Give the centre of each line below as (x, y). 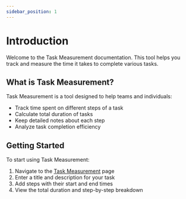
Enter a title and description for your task (65, 178)
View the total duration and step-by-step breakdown (79, 190)
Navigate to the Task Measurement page (64, 171)
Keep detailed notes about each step (60, 121)
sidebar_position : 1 (32, 12)
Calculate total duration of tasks (54, 114)
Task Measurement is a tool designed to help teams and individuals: (89, 97)
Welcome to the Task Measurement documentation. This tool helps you (93, 57)
